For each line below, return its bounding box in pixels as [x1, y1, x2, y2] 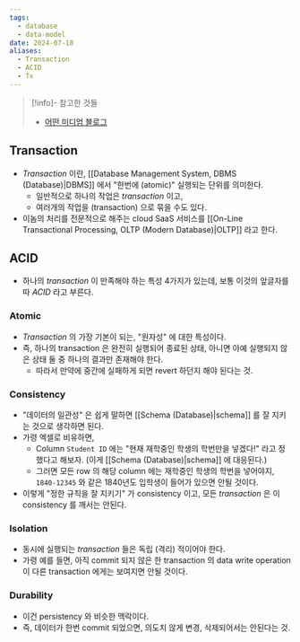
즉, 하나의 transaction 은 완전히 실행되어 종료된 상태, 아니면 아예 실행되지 [21, 342, 279, 353]
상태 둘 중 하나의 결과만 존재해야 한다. [31, 354, 164, 365]
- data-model [17, 30, 66, 39]
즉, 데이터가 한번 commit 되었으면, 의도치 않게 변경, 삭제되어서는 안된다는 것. [21, 621, 291, 633]
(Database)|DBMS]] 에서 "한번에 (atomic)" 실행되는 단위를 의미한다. [21, 179, 264, 189]
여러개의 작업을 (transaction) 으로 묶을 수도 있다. [35, 201, 208, 212]
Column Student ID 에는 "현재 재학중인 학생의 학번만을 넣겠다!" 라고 [35, 443, 277, 453]
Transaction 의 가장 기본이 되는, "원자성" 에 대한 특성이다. [21, 331, 227, 342]
